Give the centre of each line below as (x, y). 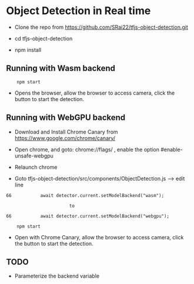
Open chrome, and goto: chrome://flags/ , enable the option (87, 149)
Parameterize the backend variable (57, 276)
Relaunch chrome (36, 167)
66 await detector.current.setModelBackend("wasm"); (85, 195)
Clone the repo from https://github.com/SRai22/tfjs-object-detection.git (101, 27)
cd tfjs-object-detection (44, 38)
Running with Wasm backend (61, 69)
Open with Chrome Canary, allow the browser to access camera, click (99, 237)
